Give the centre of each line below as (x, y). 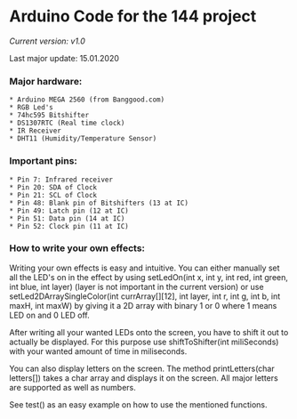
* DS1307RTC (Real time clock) (67, 123)
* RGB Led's (31, 108)
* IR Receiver (36, 131)
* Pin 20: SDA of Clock (53, 187)
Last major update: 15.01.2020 (64, 58)
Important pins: (44, 161)
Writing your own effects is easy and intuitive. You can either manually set (144, 268)
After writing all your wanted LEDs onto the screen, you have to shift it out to (149, 332)
